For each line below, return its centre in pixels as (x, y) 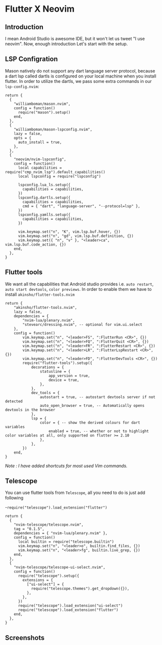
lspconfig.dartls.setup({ (44, 198)
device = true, (64, 380)
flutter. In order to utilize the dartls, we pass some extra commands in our (79, 81)
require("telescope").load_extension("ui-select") (70, 606)
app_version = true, (69, 376)
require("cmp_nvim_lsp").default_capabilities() (55, 172)
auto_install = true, (40, 142)
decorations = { (47, 367)
